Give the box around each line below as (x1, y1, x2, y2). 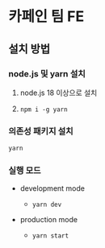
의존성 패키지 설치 (8, 126, 74, 137)
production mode (19, 215, 78, 225)
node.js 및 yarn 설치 (8, 68, 86, 79)
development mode (19, 184, 85, 193)
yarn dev (31, 200, 62, 209)
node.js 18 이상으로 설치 (19, 88, 98, 97)
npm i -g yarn (19, 105, 68, 114)
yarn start (31, 232, 69, 240)
